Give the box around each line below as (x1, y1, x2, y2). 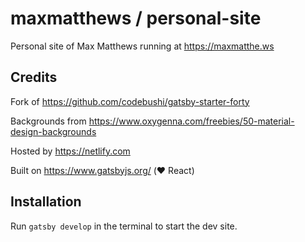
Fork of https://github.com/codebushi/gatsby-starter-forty (10, 95, 250, 107)
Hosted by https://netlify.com (10, 145, 131, 157)
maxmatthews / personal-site (10, 7, 262, 30)
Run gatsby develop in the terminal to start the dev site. (10, 220, 238, 232)
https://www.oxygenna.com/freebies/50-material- (88, 115, 295, 127)
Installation (10, 193, 82, 211)
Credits (10, 69, 58, 86)
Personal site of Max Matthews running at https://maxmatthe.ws (10, 40, 275, 52)
